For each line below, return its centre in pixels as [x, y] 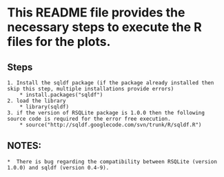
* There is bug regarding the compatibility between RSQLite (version [112, 162]
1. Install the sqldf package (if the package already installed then [111, 83]
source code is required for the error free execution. [89, 119]
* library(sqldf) [44, 107]
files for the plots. [59, 42]
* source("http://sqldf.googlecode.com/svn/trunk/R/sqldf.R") [111, 125]
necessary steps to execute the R [104, 27]
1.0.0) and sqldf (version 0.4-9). [58, 167]
